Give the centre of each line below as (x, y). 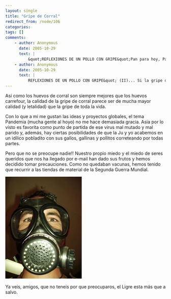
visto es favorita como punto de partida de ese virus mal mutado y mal (79, 127)
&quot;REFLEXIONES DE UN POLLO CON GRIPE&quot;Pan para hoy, (94, 59)
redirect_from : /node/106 (33, 21)
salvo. (11, 292)
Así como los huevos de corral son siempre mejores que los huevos (76, 96)
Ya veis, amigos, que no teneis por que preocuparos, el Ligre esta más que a (85, 287)
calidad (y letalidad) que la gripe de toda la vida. (56, 106)
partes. (13, 143)
